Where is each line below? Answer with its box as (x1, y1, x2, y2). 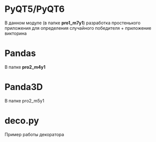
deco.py (4, 115, 39, 126)
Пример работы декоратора (4, 131, 64, 137)
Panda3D (4, 82, 43, 93)
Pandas (4, 48, 36, 59)
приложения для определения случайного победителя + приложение (4, 25, 152, 31)
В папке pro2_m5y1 (4, 97, 45, 103)
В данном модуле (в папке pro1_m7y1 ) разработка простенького (4, 20, 141, 26)
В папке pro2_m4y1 (4, 64, 46, 70)
